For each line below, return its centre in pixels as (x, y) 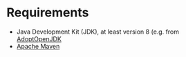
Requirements (48, 13)
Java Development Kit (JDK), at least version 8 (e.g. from (98, 32)
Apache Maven (38, 46)
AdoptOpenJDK (39, 38)
